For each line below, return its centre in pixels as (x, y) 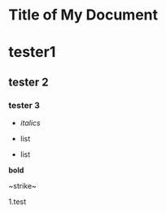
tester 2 (28, 82)
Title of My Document (83, 15)
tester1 (32, 52)
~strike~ (22, 186)
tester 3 (24, 105)
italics (30, 123)
